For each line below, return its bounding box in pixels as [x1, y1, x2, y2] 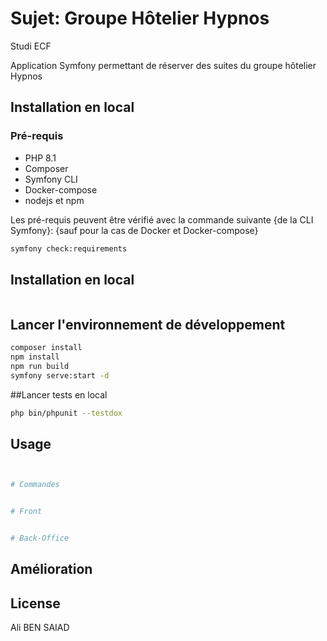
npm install [10, 352, 60, 362]
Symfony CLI [24, 173, 78, 185]
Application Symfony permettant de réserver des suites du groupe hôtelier [10, 59, 317, 71]
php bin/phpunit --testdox [10, 408, 123, 418]
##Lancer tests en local [10, 388, 108, 401]
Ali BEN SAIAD [10, 622, 70, 634]
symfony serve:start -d [10, 370, 110, 381]
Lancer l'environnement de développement [10, 316, 286, 333]
